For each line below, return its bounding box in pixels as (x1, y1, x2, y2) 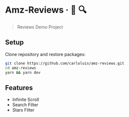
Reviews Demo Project (17, 24, 63, 30)
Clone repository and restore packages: (5, 51, 86, 57)
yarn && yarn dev (5, 70, 41, 75)
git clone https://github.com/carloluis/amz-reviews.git (5, 60, 125, 66)
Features (5, 84, 33, 92)
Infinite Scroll (12, 97, 39, 103)
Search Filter (12, 102, 38, 108)
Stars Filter (12, 107, 35, 113)
